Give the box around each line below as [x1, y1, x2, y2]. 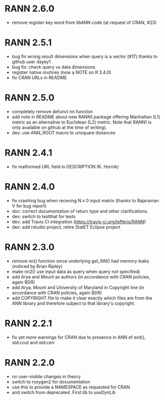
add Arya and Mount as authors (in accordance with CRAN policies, [11, 273, 150, 279]
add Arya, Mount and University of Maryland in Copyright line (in [11, 284, 145, 290]
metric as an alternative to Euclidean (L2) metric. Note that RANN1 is [11, 119, 152, 125]
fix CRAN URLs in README [11, 74, 67, 80]
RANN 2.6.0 [4, 3, 55, 14]
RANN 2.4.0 [4, 181, 55, 192]
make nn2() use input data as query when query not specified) [11, 268, 140, 274]
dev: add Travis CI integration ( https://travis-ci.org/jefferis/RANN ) [11, 219, 146, 225]
